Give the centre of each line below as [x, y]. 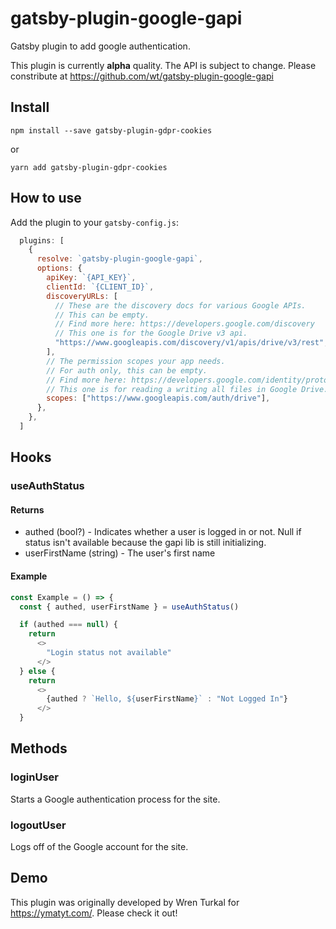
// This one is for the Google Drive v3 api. [151, 333]
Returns [27, 509]
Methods [39, 748]
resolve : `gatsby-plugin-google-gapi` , [119, 259]
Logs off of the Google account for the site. [99, 847]
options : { [59, 268]
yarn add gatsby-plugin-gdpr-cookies [89, 167]
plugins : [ [42, 240]
